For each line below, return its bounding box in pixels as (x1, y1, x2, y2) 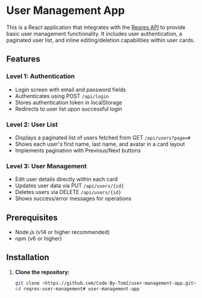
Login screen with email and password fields (14, 86, 127, 93)
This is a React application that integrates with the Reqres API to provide (6, 24, 186, 31)
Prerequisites (6, 212, 58, 222)
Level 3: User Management (6, 161, 87, 170)
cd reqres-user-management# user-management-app (14, 285, 140, 292)
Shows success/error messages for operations (14, 195, 131, 202)
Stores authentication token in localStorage (14, 99, 122, 106)
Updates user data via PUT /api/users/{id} (14, 182, 124, 189)
